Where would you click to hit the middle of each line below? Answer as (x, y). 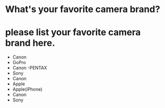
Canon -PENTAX (30, 68)
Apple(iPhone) (27, 89)
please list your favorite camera (73, 33)
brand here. (30, 43)
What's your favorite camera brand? (83, 9)
